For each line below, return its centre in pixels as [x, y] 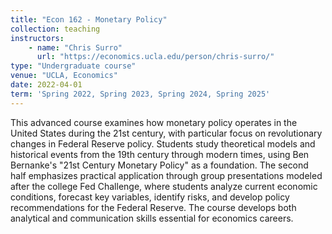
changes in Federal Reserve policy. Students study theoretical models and [163, 143]
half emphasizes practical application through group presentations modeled [166, 175]
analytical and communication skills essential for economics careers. [152, 218]
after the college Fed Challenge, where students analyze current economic [164, 186]
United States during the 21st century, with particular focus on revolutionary [166, 133]
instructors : [37, 38]
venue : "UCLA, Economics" [64, 76]
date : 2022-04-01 [46, 85]
